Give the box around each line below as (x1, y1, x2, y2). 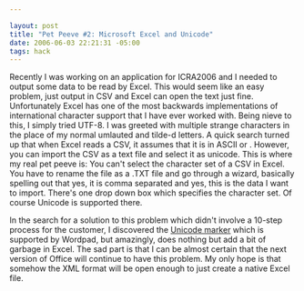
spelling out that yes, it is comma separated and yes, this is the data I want (9, 178, 289, 189)
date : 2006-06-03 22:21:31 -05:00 (9, 38, 141, 47)
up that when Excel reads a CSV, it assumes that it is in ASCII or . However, (9, 139, 289, 150)
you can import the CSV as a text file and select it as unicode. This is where (9, 149, 293, 160)
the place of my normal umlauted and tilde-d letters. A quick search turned (9, 129, 289, 141)
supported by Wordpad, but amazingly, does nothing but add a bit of (9, 234, 267, 246)
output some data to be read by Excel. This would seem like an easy (9, 81, 265, 92)
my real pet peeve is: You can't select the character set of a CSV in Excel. (9, 158, 285, 169)
